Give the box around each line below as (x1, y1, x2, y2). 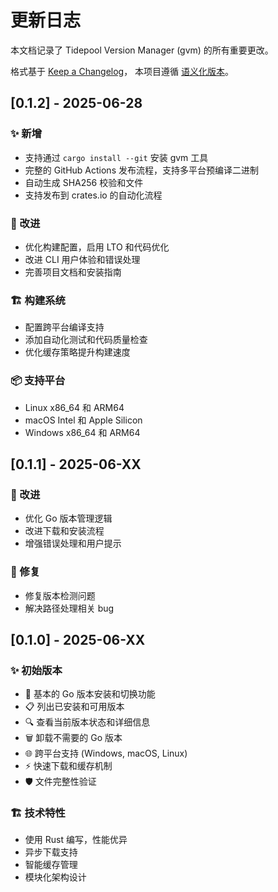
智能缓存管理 (24, 859, 78, 871)
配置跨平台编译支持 (24, 321, 105, 333)
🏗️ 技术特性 (10, 806, 66, 820)
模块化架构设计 (24, 871, 87, 883)
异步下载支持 (24, 846, 78, 858)
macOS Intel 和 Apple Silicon (24, 414, 143, 426)
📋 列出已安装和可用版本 (24, 701, 125, 713)
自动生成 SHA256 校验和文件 (24, 176, 144, 188)
